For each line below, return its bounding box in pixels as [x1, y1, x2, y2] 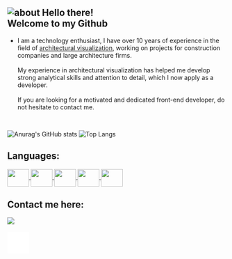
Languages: [7, 150, 60, 162]
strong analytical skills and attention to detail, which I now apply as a [17, 73, 214, 81]
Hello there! [42, 7, 94, 19]
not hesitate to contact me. [17, 102, 95, 111]
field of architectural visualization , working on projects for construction [17, 43, 221, 52]
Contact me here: [7, 199, 85, 211]
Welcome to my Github [7, 18, 108, 30]
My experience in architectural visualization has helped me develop [17, 65, 210, 74]
